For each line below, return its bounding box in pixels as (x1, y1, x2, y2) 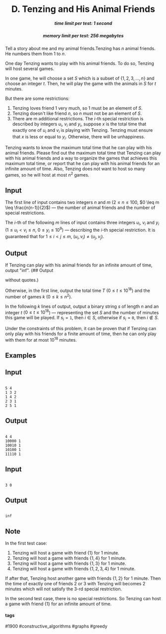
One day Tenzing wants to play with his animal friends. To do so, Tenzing (5, 60, 155, 66)
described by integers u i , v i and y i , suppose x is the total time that (12, 121, 147, 128)
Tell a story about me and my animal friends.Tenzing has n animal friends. (5, 45, 156, 51)
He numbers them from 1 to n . (5, 51, 66, 57)
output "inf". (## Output (5, 268, 54, 273)
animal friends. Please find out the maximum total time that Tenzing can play (5, 150, 161, 156)
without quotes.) (5, 277, 39, 283)
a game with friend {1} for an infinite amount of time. (5, 601, 112, 607)
